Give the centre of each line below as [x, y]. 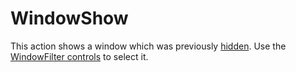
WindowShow [69, 18]
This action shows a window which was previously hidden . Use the [148, 46]
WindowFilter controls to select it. [79, 56]
